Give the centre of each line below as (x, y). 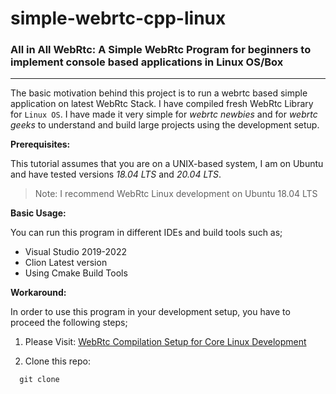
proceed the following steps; (69, 323)
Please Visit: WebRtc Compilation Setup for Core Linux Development (165, 342)
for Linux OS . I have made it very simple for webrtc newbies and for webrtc (164, 114)
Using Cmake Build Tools (76, 273)
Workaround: (38, 293)
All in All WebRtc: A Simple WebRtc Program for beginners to (161, 50)
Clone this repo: (57, 361)
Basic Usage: (38, 213)
